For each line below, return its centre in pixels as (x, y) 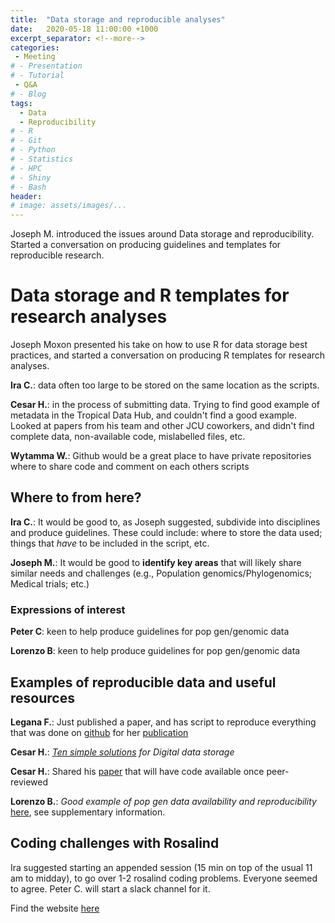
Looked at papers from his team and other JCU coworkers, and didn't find (162, 426)
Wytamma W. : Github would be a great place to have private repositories (161, 456)
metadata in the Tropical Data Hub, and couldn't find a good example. (154, 415)
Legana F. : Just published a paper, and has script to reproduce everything (163, 722)
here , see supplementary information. (88, 812)
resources (42, 697)
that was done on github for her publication (99, 732)
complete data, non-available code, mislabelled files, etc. (128, 437)
